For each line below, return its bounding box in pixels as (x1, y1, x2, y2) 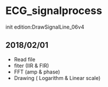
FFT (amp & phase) (13, 68, 61, 75)
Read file (13, 55, 36, 62)
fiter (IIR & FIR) (13, 62, 49, 69)
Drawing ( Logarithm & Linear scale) (13, 74, 101, 81)
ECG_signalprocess (5, 4, 103, 18)
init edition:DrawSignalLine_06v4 (5, 23, 85, 30)
